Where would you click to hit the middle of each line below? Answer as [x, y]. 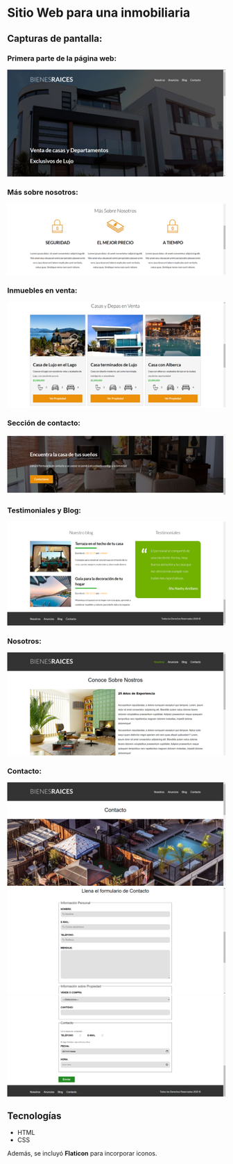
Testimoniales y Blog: [44, 510]
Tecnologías [34, 1116]
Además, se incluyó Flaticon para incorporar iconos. [82, 1154]
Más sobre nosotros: [43, 193]
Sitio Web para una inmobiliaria [99, 13]
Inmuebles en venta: [42, 290]
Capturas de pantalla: [55, 39]
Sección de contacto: [44, 423]
